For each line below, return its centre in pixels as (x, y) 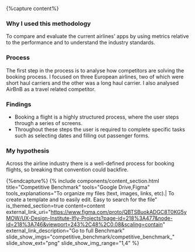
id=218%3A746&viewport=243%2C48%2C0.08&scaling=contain (85, 225)
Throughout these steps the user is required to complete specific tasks (100, 129)
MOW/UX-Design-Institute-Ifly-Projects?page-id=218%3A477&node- (90, 218)
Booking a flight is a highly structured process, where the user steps (97, 117)
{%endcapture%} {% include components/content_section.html (83, 181)
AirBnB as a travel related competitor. (51, 89)
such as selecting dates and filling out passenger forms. (82, 135)
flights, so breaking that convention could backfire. (67, 170)
